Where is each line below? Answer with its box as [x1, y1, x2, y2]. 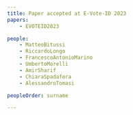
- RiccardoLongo [19, 48, 66, 55]
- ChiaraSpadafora [19, 73, 72, 80]
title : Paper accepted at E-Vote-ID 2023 [7, 10, 127, 17]
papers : [7, 16, 29, 23]
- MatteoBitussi [19, 42, 66, 49]
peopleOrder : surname [7, 92, 69, 99]
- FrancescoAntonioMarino [19, 54, 93, 62]
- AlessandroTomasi [19, 79, 75, 86]
